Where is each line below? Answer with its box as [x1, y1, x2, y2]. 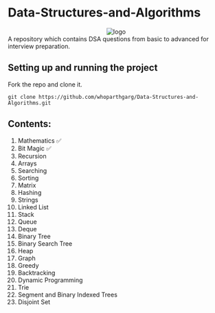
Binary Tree [17, 232, 51, 240]
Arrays [17, 159, 37, 167]
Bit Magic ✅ [17, 144, 52, 152]
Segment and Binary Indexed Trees [17, 290, 117, 299]
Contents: [8, 118, 52, 130]
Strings [17, 196, 38, 204]
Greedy [17, 261, 40, 269]
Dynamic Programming [17, 276, 83, 284]
